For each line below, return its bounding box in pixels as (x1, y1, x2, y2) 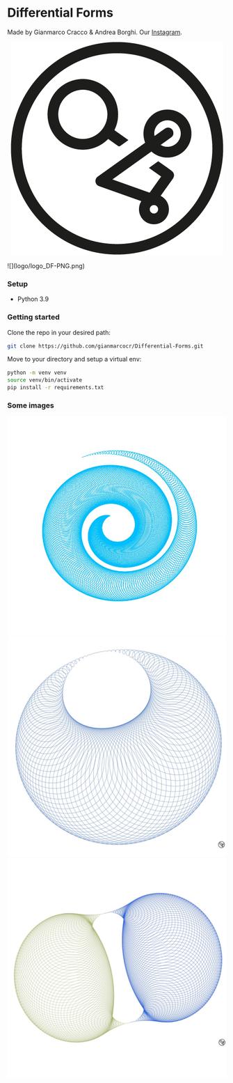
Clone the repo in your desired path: (7, 328, 111, 336)
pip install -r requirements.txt (7, 384, 104, 391)
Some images (7, 400, 54, 410)
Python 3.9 (17, 295, 49, 304)
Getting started (7, 312, 61, 322)
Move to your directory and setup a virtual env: (7, 355, 142, 364)
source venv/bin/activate (7, 377, 82, 384)
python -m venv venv (7, 369, 67, 377)
